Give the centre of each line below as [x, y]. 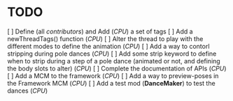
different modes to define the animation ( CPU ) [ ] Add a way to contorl [108, 46]
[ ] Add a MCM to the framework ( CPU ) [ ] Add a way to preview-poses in [113, 76]
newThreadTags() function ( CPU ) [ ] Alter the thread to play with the [105, 38]
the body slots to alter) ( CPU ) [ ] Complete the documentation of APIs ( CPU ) [117, 68]
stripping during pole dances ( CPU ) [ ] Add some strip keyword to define [112, 54]
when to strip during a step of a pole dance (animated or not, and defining [114, 61]
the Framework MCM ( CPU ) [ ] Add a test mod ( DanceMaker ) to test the [111, 83]
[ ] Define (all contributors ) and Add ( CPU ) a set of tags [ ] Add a [100, 31]
